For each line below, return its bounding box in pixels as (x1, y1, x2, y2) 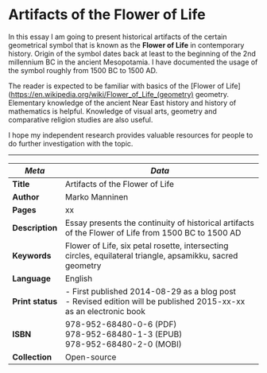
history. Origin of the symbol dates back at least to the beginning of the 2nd (8, 49, 257, 58)
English (64, 273, 93, 284)
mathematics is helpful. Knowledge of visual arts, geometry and (8, 106, 217, 116)
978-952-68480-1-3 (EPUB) (64, 328, 183, 340)
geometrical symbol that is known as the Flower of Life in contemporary (8, 40, 245, 49)
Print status (12, 296, 58, 307)
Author (12, 191, 40, 202)
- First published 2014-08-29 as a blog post (64, 286, 237, 297)
